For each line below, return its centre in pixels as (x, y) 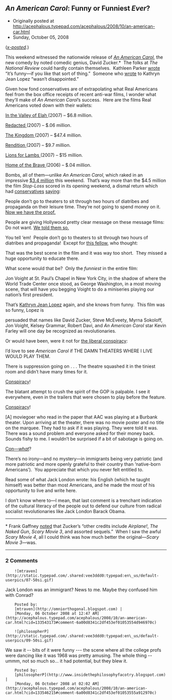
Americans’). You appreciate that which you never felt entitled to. (74, 469)
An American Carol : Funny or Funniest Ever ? (78, 8)
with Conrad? (19, 595)
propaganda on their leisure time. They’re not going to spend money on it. (83, 206)
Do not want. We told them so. (37, 228)
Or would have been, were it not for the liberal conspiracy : (67, 340)
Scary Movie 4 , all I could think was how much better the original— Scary (82, 537)
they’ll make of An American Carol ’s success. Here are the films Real (78, 100)
